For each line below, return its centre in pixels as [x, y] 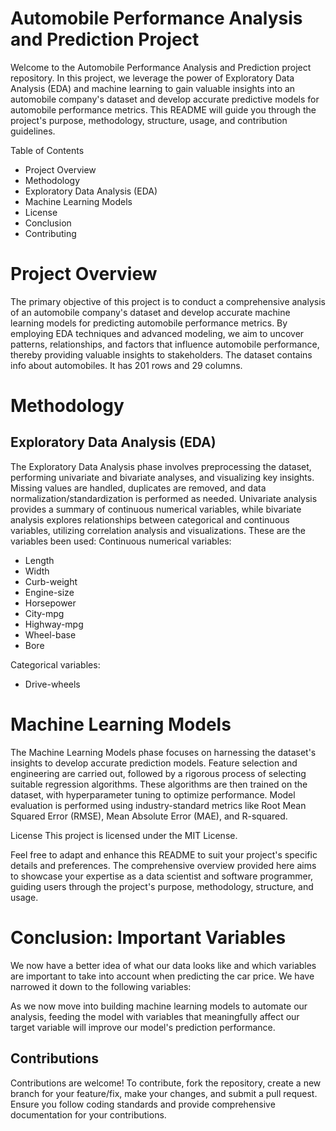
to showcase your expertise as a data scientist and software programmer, [162, 876]
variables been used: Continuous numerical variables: [121, 541]
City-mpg [44, 613]
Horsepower [50, 603]
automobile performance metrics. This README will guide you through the [163, 109]
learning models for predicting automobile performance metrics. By [149, 323]
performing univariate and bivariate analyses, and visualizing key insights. [162, 477]
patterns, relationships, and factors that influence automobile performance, [165, 344]
